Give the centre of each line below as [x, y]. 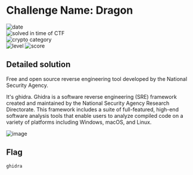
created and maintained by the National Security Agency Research [88, 103]
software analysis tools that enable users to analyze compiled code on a [95, 115]
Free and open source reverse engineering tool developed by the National [97, 79]
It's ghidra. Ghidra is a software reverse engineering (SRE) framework [91, 96]
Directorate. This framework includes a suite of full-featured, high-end [92, 109]
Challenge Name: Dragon [70, 10]
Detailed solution [38, 65]
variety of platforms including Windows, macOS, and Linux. [79, 122]
